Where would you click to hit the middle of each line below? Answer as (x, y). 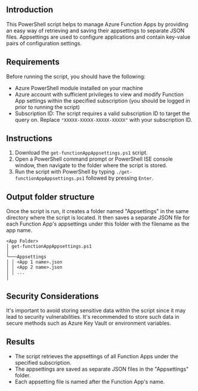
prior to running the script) (47, 107)
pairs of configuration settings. (44, 43)
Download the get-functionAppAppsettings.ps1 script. (81, 153)
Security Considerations (53, 296)
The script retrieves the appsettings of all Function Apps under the (96, 356)
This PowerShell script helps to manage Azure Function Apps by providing (98, 24)
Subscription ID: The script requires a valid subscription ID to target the (102, 113)
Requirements (33, 62)
